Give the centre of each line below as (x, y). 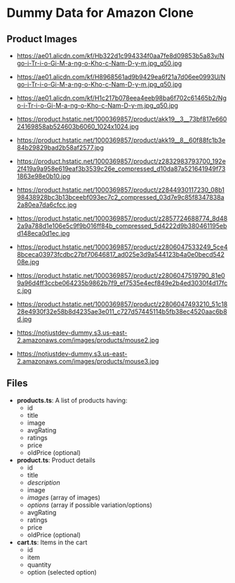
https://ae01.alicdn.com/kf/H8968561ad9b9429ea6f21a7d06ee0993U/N (121, 77)
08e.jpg (28, 262)
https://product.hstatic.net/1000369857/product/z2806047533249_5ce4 (122, 247)
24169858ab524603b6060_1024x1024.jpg (78, 127)
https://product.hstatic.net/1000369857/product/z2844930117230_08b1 (121, 190)
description (43, 482)
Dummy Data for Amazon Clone (100, 13)
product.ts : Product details (56, 460)
